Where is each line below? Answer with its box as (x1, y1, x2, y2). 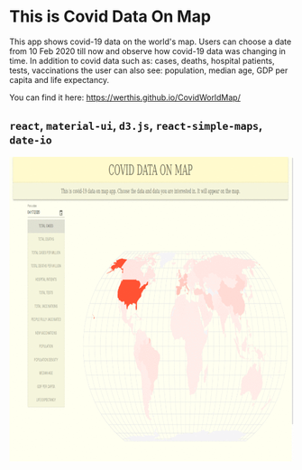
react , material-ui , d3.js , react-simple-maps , (9, 118, 263, 134)
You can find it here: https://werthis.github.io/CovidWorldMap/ (9, 92, 241, 103)
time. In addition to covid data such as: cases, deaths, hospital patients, (9, 55, 275, 66)
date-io (9, 134, 52, 147)
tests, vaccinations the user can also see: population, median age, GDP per (9, 65, 288, 76)
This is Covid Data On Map (9, 6, 212, 27)
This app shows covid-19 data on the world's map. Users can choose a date (9, 36, 292, 47)
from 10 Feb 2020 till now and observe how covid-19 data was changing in (9, 45, 287, 56)
